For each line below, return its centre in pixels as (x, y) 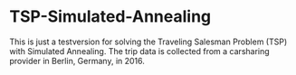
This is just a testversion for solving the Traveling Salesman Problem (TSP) (148, 42)
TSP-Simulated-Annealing (110, 17)
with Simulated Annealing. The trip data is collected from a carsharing (139, 51)
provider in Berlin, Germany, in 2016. (77, 61)
